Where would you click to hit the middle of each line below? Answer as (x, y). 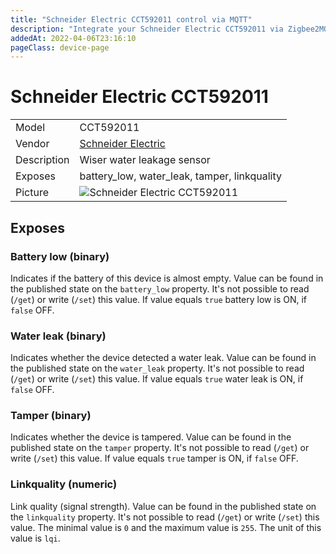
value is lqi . (35, 538)
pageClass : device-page (60, 47)
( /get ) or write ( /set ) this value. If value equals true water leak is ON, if (157, 379)
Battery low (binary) (60, 256)
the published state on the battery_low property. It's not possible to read (160, 288)
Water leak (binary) (58, 336)
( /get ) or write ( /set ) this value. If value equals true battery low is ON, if (159, 299)
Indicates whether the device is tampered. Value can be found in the (151, 437)
